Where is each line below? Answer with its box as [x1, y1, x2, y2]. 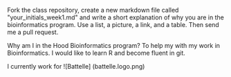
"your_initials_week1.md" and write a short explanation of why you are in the [7, 13, 225, 22]
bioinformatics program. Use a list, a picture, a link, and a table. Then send [7, 21, 219, 28]
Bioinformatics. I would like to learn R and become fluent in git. [7, 49, 185, 57]
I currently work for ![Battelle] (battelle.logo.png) [7, 62, 145, 70]
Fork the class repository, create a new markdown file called [7, 6, 179, 14]
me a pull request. [7, 28, 59, 36]
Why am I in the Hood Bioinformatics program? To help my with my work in [7, 42, 220, 49]
